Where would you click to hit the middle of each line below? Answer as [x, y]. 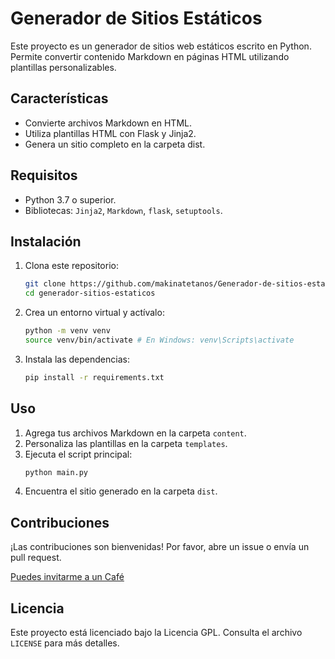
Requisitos [44, 175]
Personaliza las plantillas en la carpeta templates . [126, 443]
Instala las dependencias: [77, 359]
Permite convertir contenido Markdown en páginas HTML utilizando [150, 56]
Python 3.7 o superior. [70, 199]
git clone [45, 284]
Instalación [46, 241]
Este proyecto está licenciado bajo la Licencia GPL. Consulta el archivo [156, 633]
